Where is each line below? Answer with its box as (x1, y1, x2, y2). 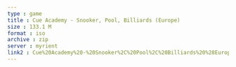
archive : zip (7, 36, 49, 43)
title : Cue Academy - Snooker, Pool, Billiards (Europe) (7, 17, 181, 24)
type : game (7, 10, 42, 17)
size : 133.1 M (7, 23, 52, 30)
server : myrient (7, 43, 58, 50)
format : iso (7, 29, 46, 37)
